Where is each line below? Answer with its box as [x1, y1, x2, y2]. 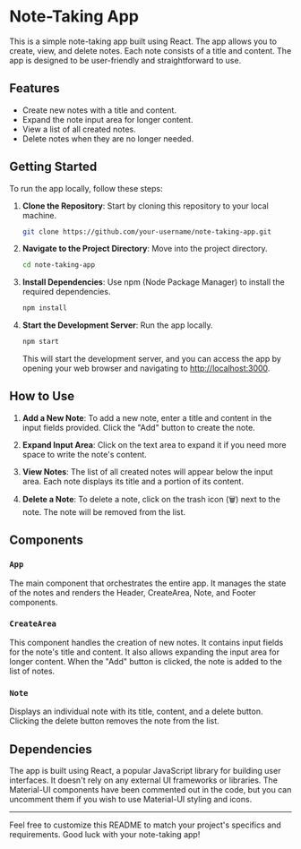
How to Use [9, 389, 75, 404]
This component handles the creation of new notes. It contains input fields [9, 637, 284, 647]
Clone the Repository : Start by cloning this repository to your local [21, 200, 269, 211]
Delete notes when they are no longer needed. [21, 133, 194, 144]
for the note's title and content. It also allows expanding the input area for [9, 647, 280, 657]
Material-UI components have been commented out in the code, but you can [9, 784, 292, 794]
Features [9, 81, 60, 96]
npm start [21, 338, 60, 347]
